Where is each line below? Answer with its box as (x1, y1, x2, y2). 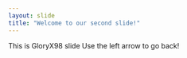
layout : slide (8, 11, 56, 20)
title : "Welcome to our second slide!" (8, 19, 141, 27)
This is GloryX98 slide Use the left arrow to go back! (8, 41, 180, 50)
